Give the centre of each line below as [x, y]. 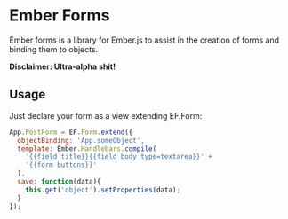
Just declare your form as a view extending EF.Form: [106, 115]
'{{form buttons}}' [61, 165]
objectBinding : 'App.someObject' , [81, 140]
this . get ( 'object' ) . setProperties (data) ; [103, 190]
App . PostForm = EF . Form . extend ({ [71, 132]
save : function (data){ [59, 182]
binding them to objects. [54, 49]
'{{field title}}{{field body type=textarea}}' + [119, 157]
